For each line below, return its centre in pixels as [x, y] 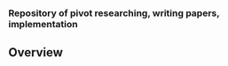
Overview [36, 52]
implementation [43, 24]
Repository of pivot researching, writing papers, [114, 13]
